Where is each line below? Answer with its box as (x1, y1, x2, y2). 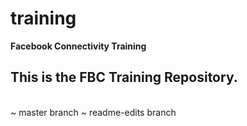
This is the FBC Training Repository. (10, 69, 238, 86)
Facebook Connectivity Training (10, 40, 147, 52)
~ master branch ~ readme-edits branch (10, 106, 177, 118)
